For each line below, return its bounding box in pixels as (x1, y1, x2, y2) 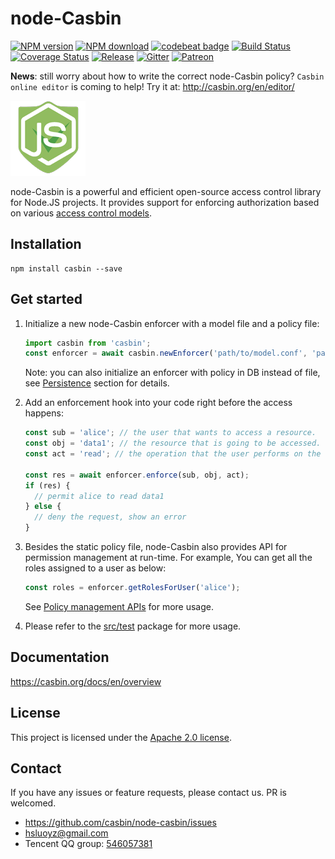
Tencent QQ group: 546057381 (24, 838, 153, 850)
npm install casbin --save (10, 263, 123, 274)
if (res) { (24, 480, 71, 491)
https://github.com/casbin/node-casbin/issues (24, 817, 217, 829)
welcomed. (10, 797, 57, 809)
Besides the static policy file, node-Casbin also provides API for (24, 541, 288, 553)
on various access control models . (10, 207, 153, 219)
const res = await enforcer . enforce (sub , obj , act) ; (24, 470, 250, 480)
